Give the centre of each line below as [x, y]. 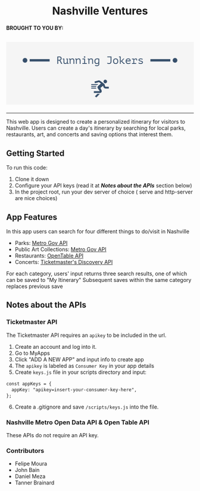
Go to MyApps [32, 353]
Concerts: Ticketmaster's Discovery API [64, 262]
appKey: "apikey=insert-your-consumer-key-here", [74, 389]
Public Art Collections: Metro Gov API [61, 250]
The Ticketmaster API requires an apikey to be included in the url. [86, 335]
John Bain [27, 470]
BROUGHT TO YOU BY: [35, 27]
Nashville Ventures [100, 11]
